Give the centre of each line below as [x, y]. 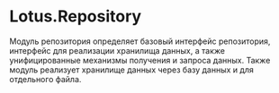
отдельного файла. [45, 79]
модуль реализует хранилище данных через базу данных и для [131, 70]
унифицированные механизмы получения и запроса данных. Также [140, 60]
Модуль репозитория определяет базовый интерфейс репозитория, [140, 41]
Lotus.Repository [76, 17]
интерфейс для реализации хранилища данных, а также [117, 50]
